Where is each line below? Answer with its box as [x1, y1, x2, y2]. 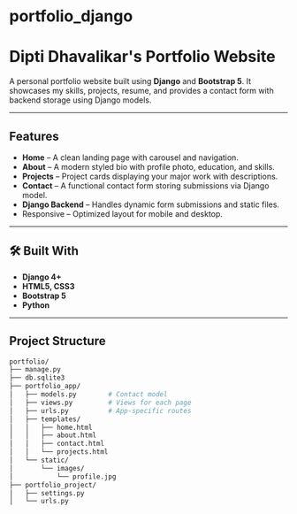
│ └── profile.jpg [9, 472, 117, 481]
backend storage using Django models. [9, 95, 152, 105]
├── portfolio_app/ [9, 382, 81, 391]
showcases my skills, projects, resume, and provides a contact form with [9, 86, 274, 96]
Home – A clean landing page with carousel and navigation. [21, 152, 239, 163]
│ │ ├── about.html [9, 431, 97, 440]
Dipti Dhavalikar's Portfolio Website [9, 47, 276, 67]
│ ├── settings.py [9, 488, 86, 497]
